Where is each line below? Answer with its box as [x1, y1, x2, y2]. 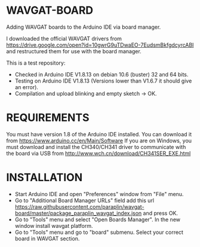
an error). [14, 83, 39, 90]
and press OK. [143, 209, 178, 216]
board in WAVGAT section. [14, 234, 80, 242]
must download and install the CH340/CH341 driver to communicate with [6, 143, 186, 150]
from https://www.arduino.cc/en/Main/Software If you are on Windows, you [6, 137, 192, 144]
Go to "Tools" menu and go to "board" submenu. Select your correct [14, 228, 184, 236]
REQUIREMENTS [6, 111, 90, 124]
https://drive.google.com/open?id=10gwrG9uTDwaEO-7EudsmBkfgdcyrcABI [6, 41, 194, 48]
